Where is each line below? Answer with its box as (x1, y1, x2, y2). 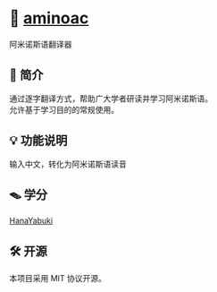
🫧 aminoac (9, 8, 89, 29)
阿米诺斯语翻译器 (9, 39, 72, 49)
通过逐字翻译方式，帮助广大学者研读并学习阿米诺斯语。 (9, 93, 213, 104)
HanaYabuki (9, 215, 54, 227)
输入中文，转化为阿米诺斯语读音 (9, 159, 127, 169)
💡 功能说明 (9, 133, 68, 149)
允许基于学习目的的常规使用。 (9, 104, 119, 115)
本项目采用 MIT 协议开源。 (9, 273, 107, 284)
